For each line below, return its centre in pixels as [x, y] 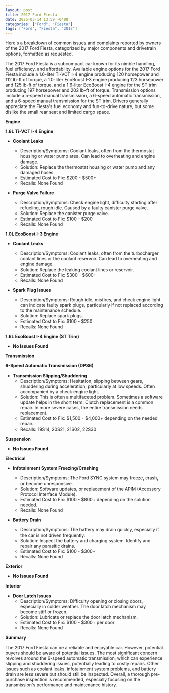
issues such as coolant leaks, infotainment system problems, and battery [81, 669]
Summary [16, 638]
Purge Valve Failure [33, 193]
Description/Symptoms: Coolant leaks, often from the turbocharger [90, 253]
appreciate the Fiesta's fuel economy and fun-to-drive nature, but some [80, 106]
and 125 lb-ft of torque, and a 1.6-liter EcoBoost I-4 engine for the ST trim [81, 85]
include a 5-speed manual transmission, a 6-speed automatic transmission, [83, 96]
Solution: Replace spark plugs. [52, 316]
